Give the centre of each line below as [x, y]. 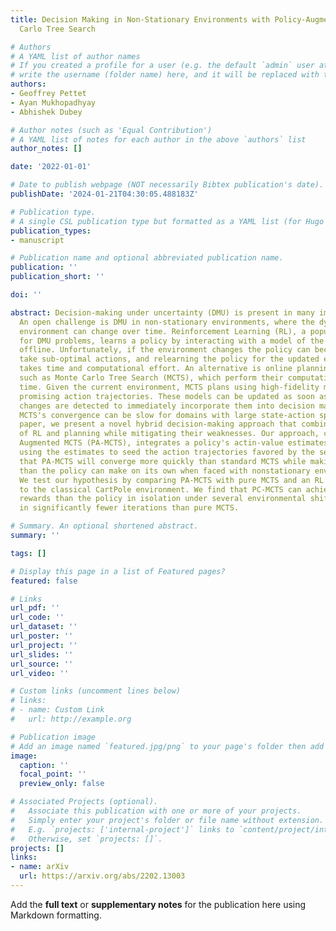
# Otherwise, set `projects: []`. [86, 839]
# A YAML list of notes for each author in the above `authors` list [158, 139]
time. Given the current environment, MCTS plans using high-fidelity [169, 387]
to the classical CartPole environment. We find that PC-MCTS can [160, 489]
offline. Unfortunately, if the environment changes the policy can [165, 350]
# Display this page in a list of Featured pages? [118, 571]
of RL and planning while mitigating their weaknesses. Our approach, [169, 434]
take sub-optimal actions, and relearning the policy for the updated [169, 359]
